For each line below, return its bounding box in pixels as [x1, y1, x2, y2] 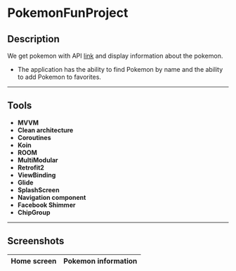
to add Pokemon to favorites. [17, 73, 102, 81]
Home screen [11, 256, 57, 265]
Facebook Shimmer [17, 201, 76, 209]
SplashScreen [17, 185, 60, 194]
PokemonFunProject [7, 5, 129, 21]
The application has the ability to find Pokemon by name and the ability [17, 65, 223, 73]
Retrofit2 [17, 163, 44, 172]
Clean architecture [17, 125, 74, 134]
